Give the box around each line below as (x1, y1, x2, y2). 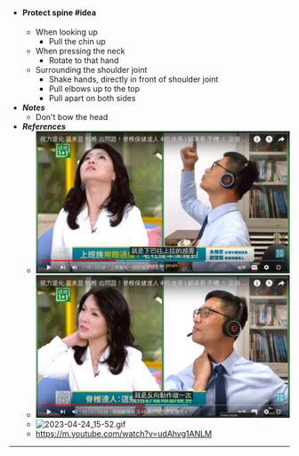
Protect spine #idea (21, 7, 96, 18)
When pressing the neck (35, 45, 125, 57)
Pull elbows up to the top (48, 84, 141, 94)
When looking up (35, 27, 98, 37)
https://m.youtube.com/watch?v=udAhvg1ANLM (35, 428, 213, 439)
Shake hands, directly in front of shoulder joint (48, 74, 219, 84)
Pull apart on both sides (48, 93, 136, 104)
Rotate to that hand (48, 55, 119, 66)
